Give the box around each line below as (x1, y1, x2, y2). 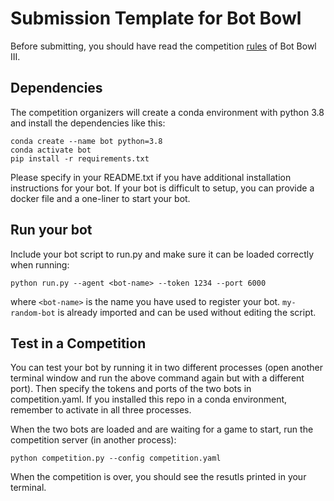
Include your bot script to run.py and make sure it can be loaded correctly (10, 248, 315, 260)
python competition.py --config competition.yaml (10, 453, 222, 464)
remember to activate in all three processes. (10, 404, 192, 416)
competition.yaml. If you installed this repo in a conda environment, (10, 393, 288, 406)
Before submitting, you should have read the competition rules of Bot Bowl (10, 40, 317, 52)
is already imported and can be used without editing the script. (57, 306, 317, 318)
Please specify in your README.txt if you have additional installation (10, 171, 292, 183)
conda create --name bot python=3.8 (10, 136, 163, 146)
